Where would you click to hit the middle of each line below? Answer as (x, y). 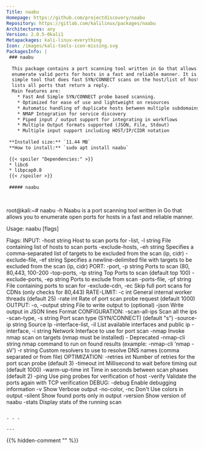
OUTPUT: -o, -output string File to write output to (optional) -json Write (95, 305)
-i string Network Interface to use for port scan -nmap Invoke (108, 331)
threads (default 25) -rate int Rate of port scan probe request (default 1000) (101, 298)
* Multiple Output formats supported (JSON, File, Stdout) (93, 125)
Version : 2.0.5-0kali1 (35, 35)
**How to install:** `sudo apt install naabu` (69, 148)
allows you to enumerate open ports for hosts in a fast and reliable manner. (100, 217)
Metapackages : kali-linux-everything (54, 40)
